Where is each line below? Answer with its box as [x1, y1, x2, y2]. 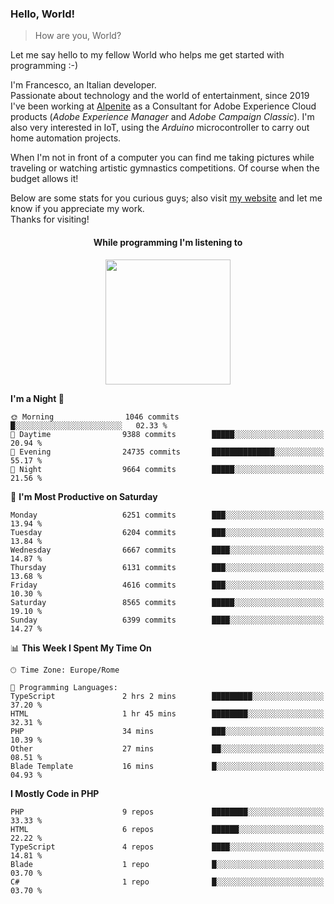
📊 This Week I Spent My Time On [10, 642, 152, 654]
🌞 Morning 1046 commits [10, 412, 180, 422]
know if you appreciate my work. [10, 203, 145, 215]
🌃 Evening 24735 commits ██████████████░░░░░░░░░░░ [10, 447, 325, 457]
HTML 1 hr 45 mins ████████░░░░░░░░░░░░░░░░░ [10, 708, 325, 719]
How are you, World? [34, 30, 122, 42]
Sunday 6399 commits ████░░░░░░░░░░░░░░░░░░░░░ [10, 615, 325, 625]
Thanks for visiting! [10, 213, 90, 226]
